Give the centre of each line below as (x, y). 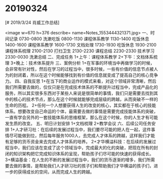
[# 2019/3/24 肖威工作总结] (32, 22)
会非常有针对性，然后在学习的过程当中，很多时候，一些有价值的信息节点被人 (81, 69)
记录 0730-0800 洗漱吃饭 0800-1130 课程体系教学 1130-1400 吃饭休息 (79, 39)
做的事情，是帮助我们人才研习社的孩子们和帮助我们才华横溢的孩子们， (83, 165)
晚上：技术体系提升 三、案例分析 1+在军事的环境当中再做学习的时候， (85, 63)
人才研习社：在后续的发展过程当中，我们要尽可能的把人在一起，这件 (83, 129)
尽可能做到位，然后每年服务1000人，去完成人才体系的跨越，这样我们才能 (82, 135)
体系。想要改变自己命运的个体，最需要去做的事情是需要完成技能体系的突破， (81, 111)
